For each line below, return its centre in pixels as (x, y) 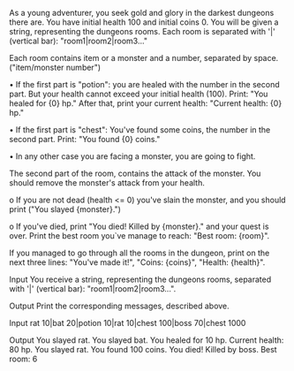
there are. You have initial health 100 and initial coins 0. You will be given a (144, 22)
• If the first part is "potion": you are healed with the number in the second (144, 84)
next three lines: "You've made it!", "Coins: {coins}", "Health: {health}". (137, 262)
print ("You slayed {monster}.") (65, 209)
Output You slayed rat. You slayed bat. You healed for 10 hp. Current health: (147, 340)
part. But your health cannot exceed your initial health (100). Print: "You (139, 94)
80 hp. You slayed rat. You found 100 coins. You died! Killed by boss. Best (143, 349)
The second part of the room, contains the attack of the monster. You (135, 173)
